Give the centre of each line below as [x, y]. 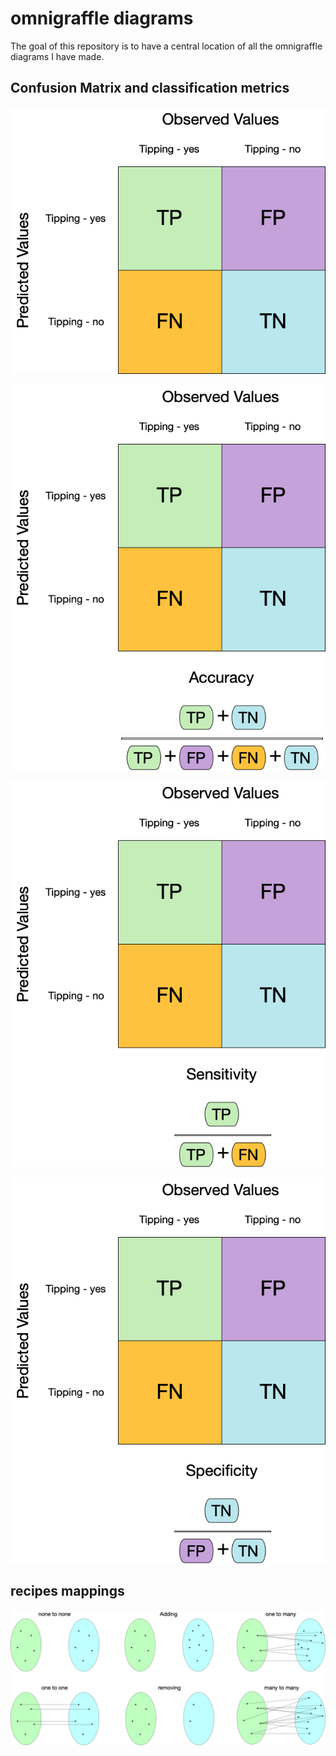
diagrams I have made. [57, 56]
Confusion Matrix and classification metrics [150, 88]
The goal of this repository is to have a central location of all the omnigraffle [166, 46]
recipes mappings [67, 1591]
